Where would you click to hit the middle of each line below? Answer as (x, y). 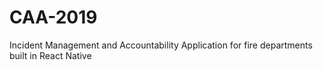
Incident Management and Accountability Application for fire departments (161, 45)
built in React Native (50, 55)
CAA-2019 (53, 17)
